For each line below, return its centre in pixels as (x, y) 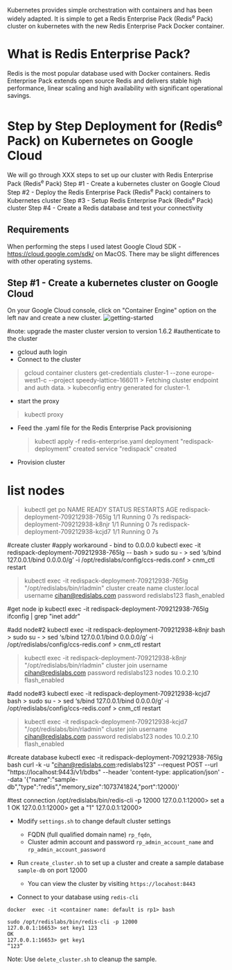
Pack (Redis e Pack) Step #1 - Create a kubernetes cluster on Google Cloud (114, 183)
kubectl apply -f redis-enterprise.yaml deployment (106, 442)
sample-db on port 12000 (52, 870)
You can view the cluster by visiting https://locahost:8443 (111, 884)
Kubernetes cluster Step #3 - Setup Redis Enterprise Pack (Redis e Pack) (110, 200)
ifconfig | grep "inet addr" (44, 617)
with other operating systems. (50, 261)
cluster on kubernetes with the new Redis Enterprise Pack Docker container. (116, 26)
